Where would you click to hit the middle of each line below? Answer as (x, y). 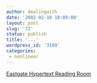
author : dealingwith (32, 12)
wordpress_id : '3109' (33, 46)
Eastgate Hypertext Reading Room (48, 73)
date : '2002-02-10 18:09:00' (43, 17)
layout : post (22, 23)
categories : (21, 51)
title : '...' (22, 40)
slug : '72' (20, 29)
